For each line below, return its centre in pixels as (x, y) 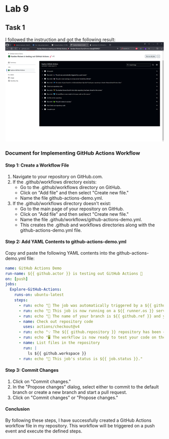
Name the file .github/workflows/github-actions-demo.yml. (81, 219)
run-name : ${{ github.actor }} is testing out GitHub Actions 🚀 (74, 273)
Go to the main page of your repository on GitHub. (72, 209)
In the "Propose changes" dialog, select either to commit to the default (86, 386)
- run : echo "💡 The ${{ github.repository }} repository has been (90, 332)
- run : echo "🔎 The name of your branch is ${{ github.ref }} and (90, 316)
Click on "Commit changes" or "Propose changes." (65, 398)
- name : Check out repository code (56, 321)
